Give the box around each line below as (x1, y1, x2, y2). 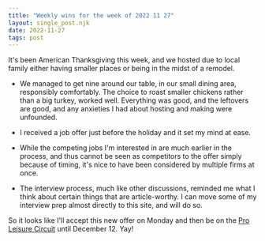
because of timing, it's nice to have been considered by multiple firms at (19, 160, 255, 170)
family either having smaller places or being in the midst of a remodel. (8, 64, 235, 73)
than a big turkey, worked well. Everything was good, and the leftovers (19, 96, 249, 105)
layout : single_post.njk (8, 19, 90, 27)
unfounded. (19, 112, 58, 122)
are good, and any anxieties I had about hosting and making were (19, 104, 233, 114)
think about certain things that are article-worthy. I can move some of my (19, 192, 257, 201)
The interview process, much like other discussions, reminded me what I (19, 183, 256, 194)
